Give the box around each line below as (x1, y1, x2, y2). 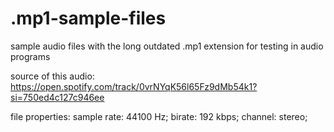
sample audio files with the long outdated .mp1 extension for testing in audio (10, 40, 324, 52)
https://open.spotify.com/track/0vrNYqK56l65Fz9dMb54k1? (10, 80, 258, 92)
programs (10, 50, 51, 62)
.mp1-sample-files (10, 7, 167, 30)
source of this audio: (10, 70, 95, 82)
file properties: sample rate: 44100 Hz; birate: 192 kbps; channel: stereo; (10, 110, 308, 122)
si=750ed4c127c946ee (10, 91, 105, 103)
